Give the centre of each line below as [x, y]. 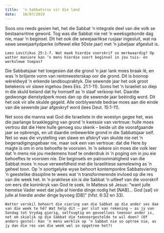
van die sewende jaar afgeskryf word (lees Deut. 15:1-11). [62, 107]
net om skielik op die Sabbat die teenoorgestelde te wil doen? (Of [76, 217]
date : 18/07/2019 [25, 14]
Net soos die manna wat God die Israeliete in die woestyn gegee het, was [79, 116]
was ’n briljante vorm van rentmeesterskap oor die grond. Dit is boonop [77, 76]
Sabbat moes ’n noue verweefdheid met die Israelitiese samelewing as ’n [78, 164]
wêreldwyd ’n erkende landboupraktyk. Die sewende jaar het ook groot [77, 81]
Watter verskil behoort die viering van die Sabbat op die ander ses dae [82, 204]
